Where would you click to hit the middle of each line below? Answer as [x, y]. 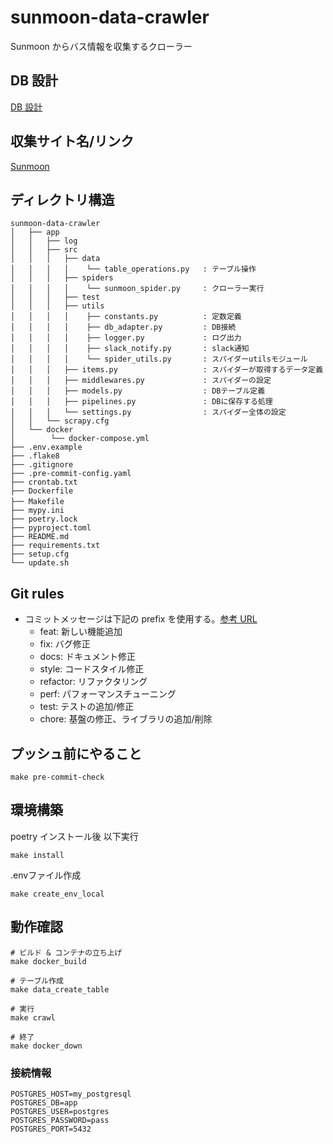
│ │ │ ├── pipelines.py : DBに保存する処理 [141, 402]
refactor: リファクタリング [93, 682]
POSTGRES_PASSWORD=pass [60, 1120]
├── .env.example [46, 447]
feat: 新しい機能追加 [81, 632]
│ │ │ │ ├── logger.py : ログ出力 [126, 338]
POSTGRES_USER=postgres [60, 1111]
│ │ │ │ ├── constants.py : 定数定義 [126, 317]
